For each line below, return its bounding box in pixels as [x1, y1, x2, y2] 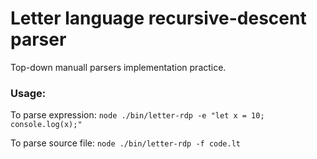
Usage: [10, 86, 47, 100]
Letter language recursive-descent [10, 7, 307, 30]
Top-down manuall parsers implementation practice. [10, 61, 227, 73]
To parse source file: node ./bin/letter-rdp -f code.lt [10, 137, 241, 149]
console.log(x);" [10, 120, 83, 130]
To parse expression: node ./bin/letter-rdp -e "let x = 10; [10, 109, 265, 121]
